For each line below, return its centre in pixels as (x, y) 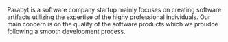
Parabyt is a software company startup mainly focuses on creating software (114, 10)
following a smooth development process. (66, 31)
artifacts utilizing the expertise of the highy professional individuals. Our (109, 17)
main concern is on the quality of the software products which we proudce (113, 24)
